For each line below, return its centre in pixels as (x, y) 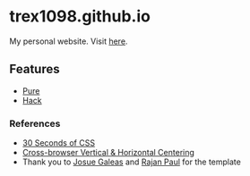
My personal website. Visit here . (69, 41)
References (35, 123)
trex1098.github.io (80, 17)
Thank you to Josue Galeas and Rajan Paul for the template (132, 162)
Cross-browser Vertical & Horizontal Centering (108, 153)
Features (34, 69)
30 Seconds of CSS (59, 143)
